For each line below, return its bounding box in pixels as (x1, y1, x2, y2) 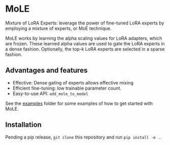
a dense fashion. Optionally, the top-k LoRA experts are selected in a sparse (5, 46, 165, 52)
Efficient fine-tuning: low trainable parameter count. (12, 85, 122, 91)
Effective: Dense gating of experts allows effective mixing (12, 79, 134, 85)
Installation (5, 121, 42, 129)
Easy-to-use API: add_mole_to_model (12, 90, 89, 97)
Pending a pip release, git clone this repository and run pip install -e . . (5, 134, 162, 140)
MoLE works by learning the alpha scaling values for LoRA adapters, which (5, 35, 162, 41)
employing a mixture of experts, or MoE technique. (5, 25, 112, 31)
